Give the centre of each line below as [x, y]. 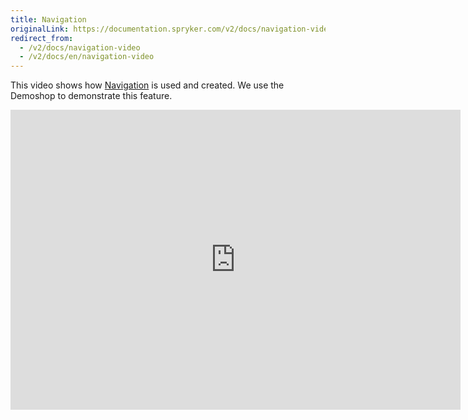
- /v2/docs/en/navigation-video [87, 57]
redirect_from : [42, 38]
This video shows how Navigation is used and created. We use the [147, 85]
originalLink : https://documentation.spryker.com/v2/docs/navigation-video [171, 29]
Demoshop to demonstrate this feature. [91, 96]
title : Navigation [48, 19]
